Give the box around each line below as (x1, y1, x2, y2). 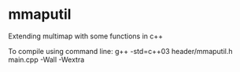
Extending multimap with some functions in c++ (8, 31, 164, 41)
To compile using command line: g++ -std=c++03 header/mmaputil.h (8, 46, 234, 56)
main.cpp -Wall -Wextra (8, 55, 85, 64)
